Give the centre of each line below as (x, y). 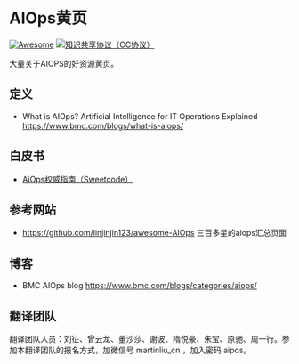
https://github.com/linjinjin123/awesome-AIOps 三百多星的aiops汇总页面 (154, 233)
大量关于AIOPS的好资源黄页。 (64, 63)
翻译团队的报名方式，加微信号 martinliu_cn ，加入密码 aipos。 (138, 350)
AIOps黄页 (48, 18)
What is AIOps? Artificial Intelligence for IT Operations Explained (140, 116)
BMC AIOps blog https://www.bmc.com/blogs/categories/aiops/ (140, 286)
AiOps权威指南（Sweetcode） (77, 179)
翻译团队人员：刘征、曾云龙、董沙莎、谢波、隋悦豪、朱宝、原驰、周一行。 (145, 339)
